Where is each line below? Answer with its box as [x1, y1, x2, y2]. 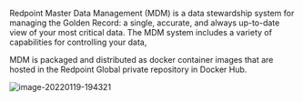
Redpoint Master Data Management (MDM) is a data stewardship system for [9, 8, 295, 18]
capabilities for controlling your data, [9, 36, 147, 47]
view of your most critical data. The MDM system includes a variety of [9, 27, 273, 37]
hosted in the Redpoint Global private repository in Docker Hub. [9, 64, 247, 75]
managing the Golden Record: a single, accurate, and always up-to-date [9, 17, 280, 28]
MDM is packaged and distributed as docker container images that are [9, 55, 274, 65]
